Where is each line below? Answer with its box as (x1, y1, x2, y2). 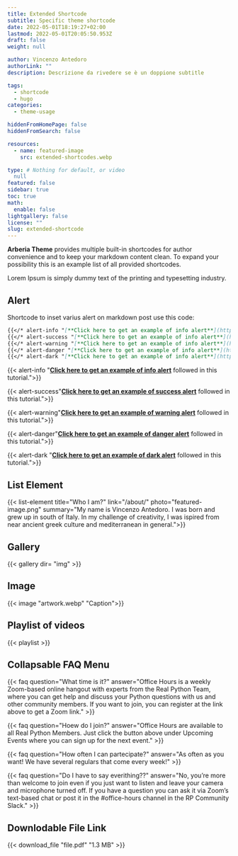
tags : (7, 82, 23, 89)
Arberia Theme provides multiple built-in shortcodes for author (7, 245, 193, 253)
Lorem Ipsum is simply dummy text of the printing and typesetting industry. (7, 274, 227, 283)
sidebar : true (7, 186, 50, 193)
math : (7, 199, 23, 206)
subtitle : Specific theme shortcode (7, 17, 115, 24)
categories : (7, 102, 42, 109)
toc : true (7, 193, 37, 200)
